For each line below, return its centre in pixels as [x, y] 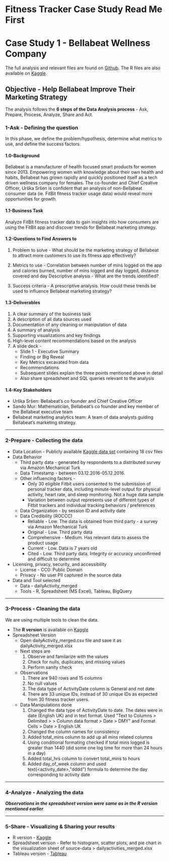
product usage [43, 543]
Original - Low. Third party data [60, 532]
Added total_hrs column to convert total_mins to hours [84, 758]
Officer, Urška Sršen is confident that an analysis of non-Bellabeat [74, 188]
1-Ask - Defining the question [42, 127]
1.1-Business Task [24, 211]
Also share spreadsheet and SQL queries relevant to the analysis [87, 378]
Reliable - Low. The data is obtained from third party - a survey [93, 521]
